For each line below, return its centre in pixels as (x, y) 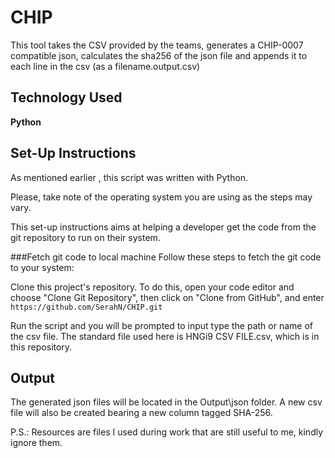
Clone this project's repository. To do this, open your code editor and (152, 287)
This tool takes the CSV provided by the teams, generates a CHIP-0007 (157, 45)
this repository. (41, 347)
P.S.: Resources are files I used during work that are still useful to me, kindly (167, 432)
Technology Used (66, 97)
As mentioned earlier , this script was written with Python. (129, 177)
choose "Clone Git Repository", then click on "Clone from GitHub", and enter (167, 297)
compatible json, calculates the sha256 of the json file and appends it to (159, 55)
